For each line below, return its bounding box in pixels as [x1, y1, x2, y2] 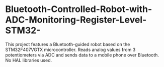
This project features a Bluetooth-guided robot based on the [5, 41, 130, 47]
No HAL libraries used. [5, 57, 52, 63]
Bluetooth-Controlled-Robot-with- [5, 3, 152, 15]
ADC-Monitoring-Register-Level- [5, 14, 147, 25]
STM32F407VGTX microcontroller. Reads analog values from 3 [5, 46, 136, 52]
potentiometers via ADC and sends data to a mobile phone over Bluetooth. [5, 51, 159, 58]
